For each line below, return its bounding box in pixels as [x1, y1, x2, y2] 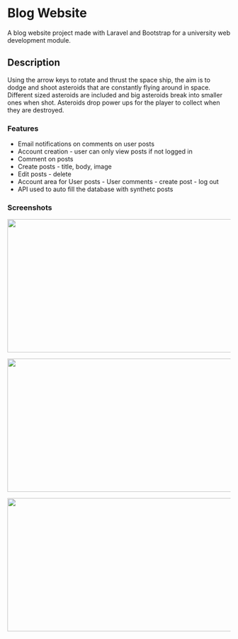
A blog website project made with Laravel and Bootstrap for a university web [7, 28, 231, 37]
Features [7, 123, 39, 133]
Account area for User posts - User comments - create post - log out [17, 178, 220, 186]
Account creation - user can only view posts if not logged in [17, 147, 193, 156]
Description [7, 57, 60, 69]
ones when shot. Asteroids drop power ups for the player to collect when [7, 98, 220, 107]
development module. [7, 36, 71, 44]
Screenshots [7, 203, 52, 213]
